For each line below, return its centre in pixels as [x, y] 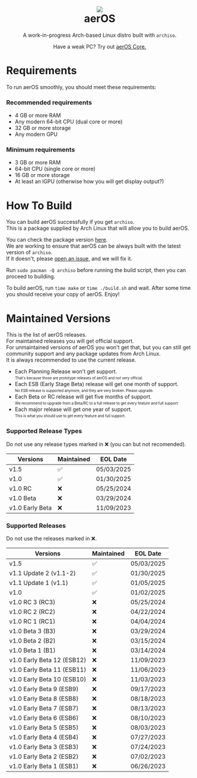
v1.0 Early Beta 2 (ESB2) [44, 756]
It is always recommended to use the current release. [71, 360]
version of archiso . [29, 252]
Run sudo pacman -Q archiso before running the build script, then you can [96, 270]
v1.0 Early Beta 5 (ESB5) [44, 728]
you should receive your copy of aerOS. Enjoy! [63, 295]
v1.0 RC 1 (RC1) [32, 621]
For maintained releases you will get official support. [70, 341]
